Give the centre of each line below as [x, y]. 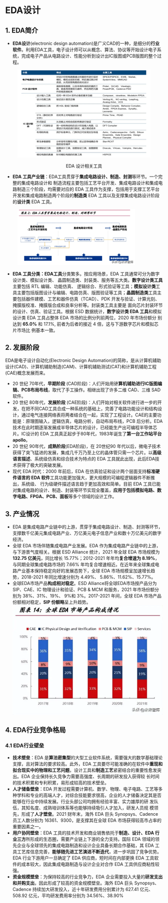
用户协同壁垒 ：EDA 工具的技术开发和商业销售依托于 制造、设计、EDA [83, 833]
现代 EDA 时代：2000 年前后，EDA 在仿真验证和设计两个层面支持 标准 [84, 472]
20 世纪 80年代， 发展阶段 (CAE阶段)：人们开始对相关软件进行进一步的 [85, 402]
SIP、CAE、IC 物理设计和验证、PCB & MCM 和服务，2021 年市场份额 [83, 589]
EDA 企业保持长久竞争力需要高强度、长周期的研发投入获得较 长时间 [90, 776]
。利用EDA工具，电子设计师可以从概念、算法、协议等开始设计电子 [89, 50]
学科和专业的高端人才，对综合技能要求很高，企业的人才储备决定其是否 [89, 795]
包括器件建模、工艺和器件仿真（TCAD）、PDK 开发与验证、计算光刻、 [88, 298]
